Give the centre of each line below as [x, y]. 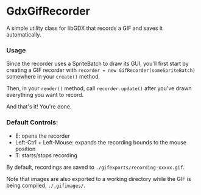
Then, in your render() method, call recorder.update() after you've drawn [99, 88]
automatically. [24, 34]
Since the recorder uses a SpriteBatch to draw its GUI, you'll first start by [97, 64]
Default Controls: [32, 122]
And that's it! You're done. [39, 107]
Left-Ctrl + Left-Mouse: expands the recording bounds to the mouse [101, 142]
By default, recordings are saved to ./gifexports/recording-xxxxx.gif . [95, 167]
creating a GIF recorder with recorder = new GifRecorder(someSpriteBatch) [101, 70]
